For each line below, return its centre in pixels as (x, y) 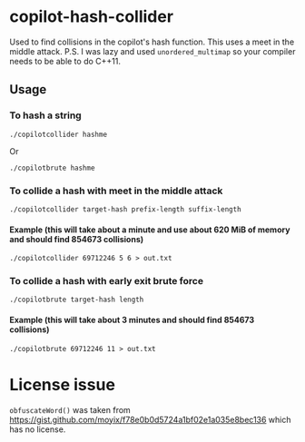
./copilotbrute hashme (52, 168)
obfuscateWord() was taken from (70, 409)
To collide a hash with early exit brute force (107, 281)
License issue (63, 384)
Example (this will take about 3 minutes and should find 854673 (132, 320)
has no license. (38, 429)
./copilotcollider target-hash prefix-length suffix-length (126, 209)
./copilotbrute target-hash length (77, 300)
